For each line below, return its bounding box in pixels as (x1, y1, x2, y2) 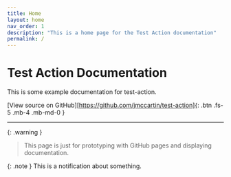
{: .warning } (7, 128, 43, 137)
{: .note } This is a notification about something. (7, 162, 142, 170)
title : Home (7, 10, 41, 17)
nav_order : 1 (7, 23, 45, 29)
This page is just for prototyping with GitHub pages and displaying (23, 141, 212, 150)
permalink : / (7, 36, 45, 43)
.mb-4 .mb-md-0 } (12, 108, 65, 117)
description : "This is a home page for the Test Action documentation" (7, 29, 217, 36)
